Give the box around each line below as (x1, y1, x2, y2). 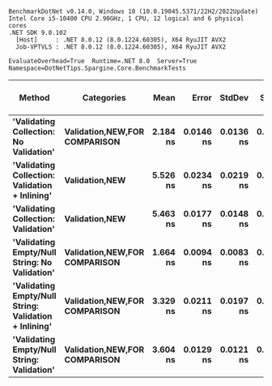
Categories (82, 92, 127, 103)
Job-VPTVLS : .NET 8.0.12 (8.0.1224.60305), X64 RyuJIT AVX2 (15, 43, 227, 51)
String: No (12, 257, 53, 268)
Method (19, 92, 50, 103)
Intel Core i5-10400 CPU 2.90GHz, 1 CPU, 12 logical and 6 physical (8, 15, 244, 23)
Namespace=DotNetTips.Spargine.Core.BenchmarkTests (8, 64, 186, 72)
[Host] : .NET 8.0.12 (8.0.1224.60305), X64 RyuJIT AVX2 (15, 36, 227, 44)
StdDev (219, 92, 249, 103)
